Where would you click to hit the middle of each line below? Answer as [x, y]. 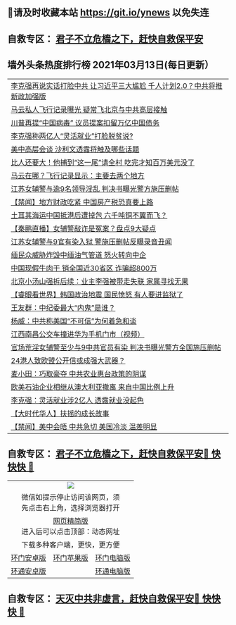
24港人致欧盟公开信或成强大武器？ [68, 360]
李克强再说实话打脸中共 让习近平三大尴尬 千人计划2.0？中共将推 [117, 85]
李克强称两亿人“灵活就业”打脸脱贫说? [72, 136]
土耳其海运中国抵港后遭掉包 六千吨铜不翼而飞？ [89, 215]
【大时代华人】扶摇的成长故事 [60, 413]
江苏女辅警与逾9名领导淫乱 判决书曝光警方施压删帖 [95, 189]
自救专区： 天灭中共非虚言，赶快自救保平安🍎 [104, 599]
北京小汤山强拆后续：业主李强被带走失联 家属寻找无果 [100, 281]
